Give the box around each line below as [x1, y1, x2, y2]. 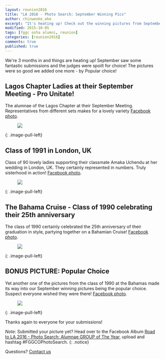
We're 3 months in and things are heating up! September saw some [5, 57, 141, 63]
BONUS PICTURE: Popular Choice [5, 267, 110, 276]
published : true [5, 44, 38, 49]
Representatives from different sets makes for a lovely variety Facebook [5, 108, 151, 114]
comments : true [5, 39, 36, 44]
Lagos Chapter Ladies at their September [5, 82, 134, 91]
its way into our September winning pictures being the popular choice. [5, 285, 147, 291]
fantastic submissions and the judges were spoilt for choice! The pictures [5, 63, 154, 68]
